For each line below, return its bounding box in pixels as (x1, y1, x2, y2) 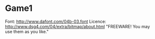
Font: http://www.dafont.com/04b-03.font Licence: (5, 19, 106, 24)
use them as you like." (5, 29, 49, 34)
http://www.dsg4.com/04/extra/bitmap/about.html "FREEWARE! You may (5, 23, 150, 29)
